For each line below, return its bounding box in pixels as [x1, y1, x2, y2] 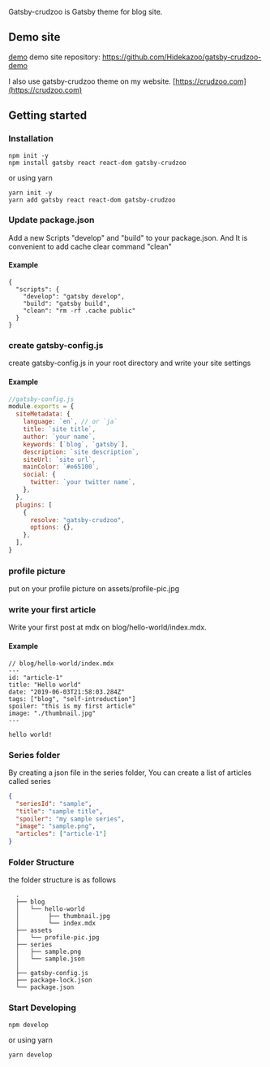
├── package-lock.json [15, 976, 92, 985]
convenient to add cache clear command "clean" [8, 242, 172, 251]
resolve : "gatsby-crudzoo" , [29, 516, 126, 524]
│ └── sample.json [15, 955, 85, 963]
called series [8, 776, 51, 786]
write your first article [8, 604, 96, 616]
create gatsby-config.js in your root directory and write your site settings [8, 358, 251, 368]
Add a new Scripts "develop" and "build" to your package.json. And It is [8, 233, 248, 242]
